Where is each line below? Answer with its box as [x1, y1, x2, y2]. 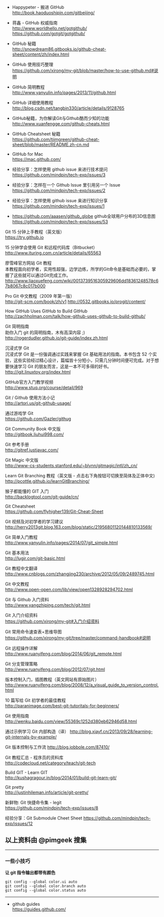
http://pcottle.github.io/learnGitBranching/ [5, 478, 90, 484]
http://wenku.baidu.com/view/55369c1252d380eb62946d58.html [5, 719, 138, 724]
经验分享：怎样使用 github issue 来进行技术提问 [12, 166, 108, 172]
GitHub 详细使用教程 [12, 100, 54, 105]
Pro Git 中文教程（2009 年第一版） [5, 293, 75, 299]
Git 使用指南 [5, 713, 29, 719]
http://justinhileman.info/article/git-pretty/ [5, 790, 89, 795]
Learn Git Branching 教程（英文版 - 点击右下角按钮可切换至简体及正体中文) [5, 473, 155, 478]
